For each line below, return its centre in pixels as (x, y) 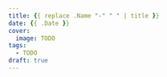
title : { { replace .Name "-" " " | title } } (84, 16)
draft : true (28, 61)
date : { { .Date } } (39, 23)
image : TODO (36, 38)
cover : (19, 30)
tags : (17, 46)
